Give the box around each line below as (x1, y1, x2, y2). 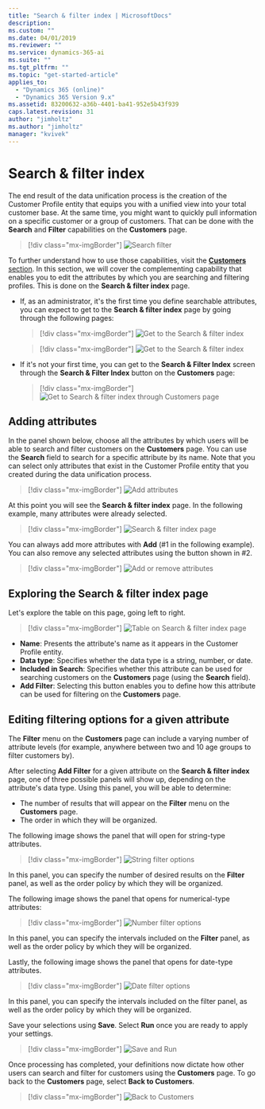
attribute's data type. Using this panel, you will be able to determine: (8, 783, 232, 792)
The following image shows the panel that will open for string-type (8, 831, 226, 840)
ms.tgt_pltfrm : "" (8, 64, 69, 72)
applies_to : (8, 78, 48, 86)
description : (8, 19, 52, 27)
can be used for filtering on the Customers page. (19, 689, 181, 699)
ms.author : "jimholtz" (8, 123, 83, 131)
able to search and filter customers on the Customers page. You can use (8, 444, 248, 454)
